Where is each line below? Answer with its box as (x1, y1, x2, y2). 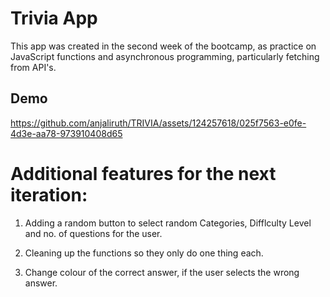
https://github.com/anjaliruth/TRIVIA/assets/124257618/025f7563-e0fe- (10, 117, 307, 129)
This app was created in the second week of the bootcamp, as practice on (10, 40, 317, 52)
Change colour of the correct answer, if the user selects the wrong (24, 266, 300, 278)
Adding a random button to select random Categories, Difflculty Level (24, 217, 312, 229)
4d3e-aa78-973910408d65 (10, 127, 123, 139)
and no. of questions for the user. (24, 227, 163, 239)
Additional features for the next (10, 162, 277, 185)
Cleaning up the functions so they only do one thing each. (24, 247, 264, 259)
